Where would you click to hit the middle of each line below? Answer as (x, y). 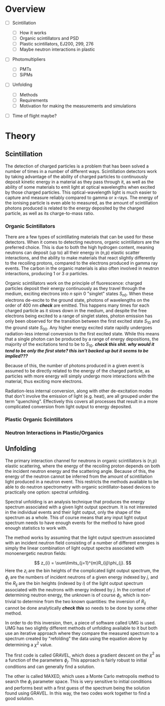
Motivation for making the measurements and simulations (78, 106)
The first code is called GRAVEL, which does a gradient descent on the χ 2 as (83, 655)
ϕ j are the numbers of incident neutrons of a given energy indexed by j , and (82, 578)
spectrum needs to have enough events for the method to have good (75, 523)
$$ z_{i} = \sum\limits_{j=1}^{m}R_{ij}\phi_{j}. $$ (83, 563)
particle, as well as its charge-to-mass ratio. (50, 213)
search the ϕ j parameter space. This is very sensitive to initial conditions (78, 682)
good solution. (20, 698)
